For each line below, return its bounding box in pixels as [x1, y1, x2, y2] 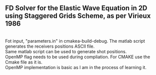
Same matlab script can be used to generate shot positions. [5, 48, 127, 54]
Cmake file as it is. [5, 59, 43, 65]
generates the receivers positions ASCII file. [5, 43, 95, 49]
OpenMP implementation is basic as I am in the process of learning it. [5, 64, 147, 70]
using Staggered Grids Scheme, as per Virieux [5, 12, 151, 20]
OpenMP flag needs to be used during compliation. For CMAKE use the [5, 54, 150, 60]
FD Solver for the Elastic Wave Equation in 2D [5, 4, 148, 12]
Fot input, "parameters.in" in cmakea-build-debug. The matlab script [5, 38, 145, 44]
